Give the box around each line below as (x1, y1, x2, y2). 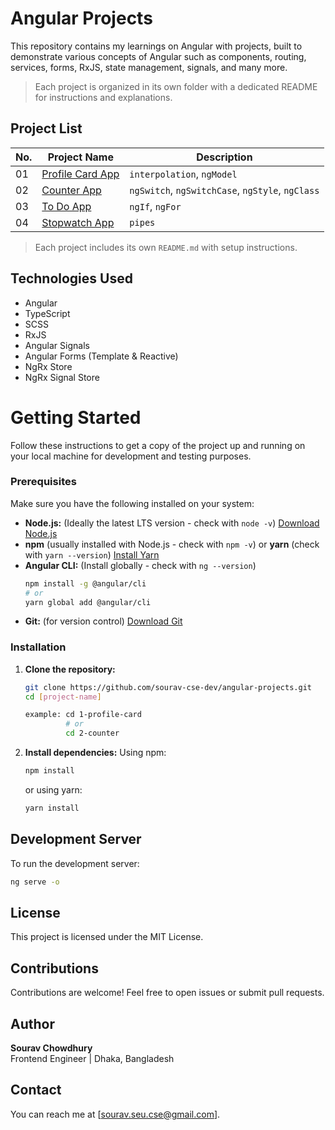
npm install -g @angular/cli (24, 578, 147, 589)
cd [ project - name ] (24, 692, 102, 702)
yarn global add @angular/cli (24, 597, 152, 607)
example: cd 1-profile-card (24, 710, 142, 720)
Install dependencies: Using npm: (24, 747, 167, 759)
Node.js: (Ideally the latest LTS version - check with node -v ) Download (24, 517, 320, 529)
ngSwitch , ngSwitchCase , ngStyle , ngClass (129, 183, 320, 197)
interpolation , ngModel (129, 167, 238, 181)
